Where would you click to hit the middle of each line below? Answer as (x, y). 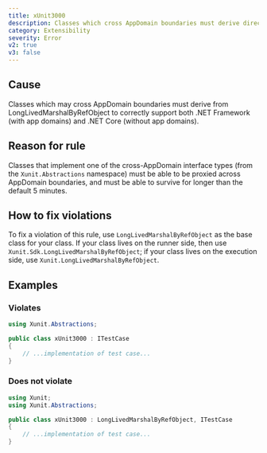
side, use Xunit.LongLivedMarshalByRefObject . (84, 260)
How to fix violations (60, 216)
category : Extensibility (49, 30)
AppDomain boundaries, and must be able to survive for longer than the (126, 182)
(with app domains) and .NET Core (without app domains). (104, 121)
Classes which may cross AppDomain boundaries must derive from (118, 103)
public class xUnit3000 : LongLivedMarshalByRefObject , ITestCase (120, 420)
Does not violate (41, 381)
